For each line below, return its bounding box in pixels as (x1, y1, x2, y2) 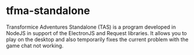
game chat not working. (6, 42, 63, 49)
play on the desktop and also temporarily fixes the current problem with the (6, 36, 189, 43)
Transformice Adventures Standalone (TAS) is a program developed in (6, 23, 176, 30)
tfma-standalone (6, 4, 90, 18)
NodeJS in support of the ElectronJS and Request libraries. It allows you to (6, 29, 187, 36)
